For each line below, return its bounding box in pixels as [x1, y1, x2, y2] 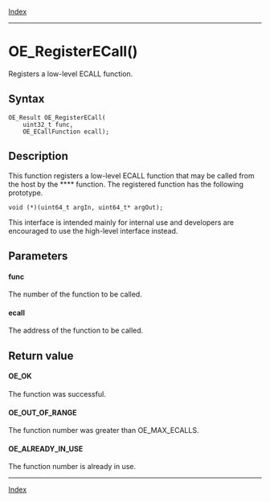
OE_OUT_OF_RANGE [8, 407, 78, 417]
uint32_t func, [22, 120, 74, 129]
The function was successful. [8, 389, 106, 398]
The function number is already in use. [8, 462, 137, 471]
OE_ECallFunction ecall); [22, 128, 110, 136]
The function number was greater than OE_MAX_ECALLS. [8, 426, 199, 435]
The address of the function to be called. [8, 325, 144, 336]
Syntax [8, 92, 45, 106]
